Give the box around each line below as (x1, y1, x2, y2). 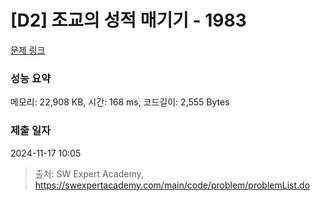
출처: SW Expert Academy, (34, 167, 144, 180)
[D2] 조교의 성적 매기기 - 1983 (10, 9, 247, 32)
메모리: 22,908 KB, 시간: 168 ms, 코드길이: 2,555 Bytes (10, 96, 230, 108)
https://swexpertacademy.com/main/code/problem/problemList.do (34, 179, 311, 191)
